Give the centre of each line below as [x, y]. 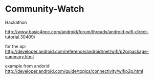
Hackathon [16, 22]
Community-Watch [45, 9]
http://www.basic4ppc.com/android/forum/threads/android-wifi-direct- [77, 32]
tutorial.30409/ [20, 37]
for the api [15, 46]
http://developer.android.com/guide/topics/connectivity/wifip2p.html [74, 71]
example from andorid [27, 66]
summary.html [20, 56]
